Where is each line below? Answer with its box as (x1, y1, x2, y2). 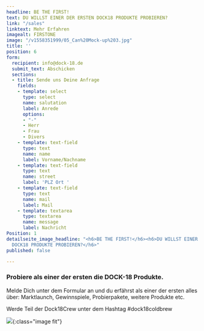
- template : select (17, 89, 67, 95)
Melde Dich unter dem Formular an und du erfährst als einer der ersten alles (6, 286, 197, 294)
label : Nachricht (22, 225, 67, 231)
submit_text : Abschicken (12, 65, 75, 72)
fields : (17, 83, 37, 89)
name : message (22, 219, 59, 225)
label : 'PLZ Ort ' (22, 180, 70, 186)
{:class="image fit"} (12, 318, 62, 325)
